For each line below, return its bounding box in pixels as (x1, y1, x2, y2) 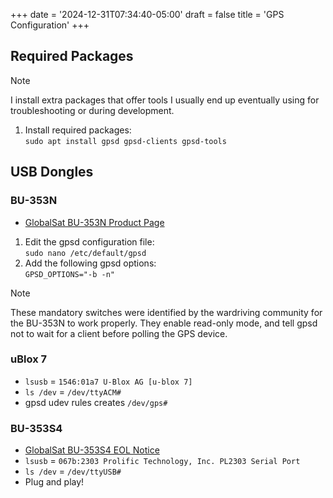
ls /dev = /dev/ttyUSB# (24, 465, 122, 478)
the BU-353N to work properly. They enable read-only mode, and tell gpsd (10, 317, 318, 329)
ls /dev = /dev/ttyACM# (24, 385, 122, 398)
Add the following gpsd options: (24, 257, 157, 269)
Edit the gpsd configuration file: (24, 235, 155, 248)
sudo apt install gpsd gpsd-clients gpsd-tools (24, 136, 227, 146)
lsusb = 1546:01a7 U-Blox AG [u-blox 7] (24, 375, 193, 387)
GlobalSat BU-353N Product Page (24, 216, 165, 228)
